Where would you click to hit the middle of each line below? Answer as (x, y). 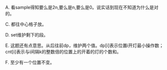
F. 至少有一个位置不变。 (30, 62)
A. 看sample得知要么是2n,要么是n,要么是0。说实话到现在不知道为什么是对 (82, 7)
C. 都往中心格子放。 (26, 24)
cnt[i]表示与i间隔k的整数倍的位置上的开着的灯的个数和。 (63, 52)
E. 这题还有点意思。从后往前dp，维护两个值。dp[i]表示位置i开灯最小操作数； (85, 45)
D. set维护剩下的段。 (27, 35)
